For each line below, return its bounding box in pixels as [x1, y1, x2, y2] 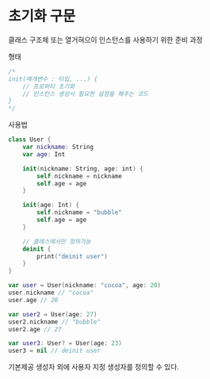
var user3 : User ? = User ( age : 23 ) [8, 339, 123, 347]
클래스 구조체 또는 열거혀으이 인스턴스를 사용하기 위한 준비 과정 [8, 35, 204, 44]
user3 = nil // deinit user [8, 346, 101, 355]
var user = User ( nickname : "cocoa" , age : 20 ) [8, 281, 162, 289]
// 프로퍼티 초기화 [22, 82, 75, 90]
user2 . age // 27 [8, 325, 62, 333]
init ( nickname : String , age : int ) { [22, 164, 144, 173]
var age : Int [22, 150, 66, 159]
